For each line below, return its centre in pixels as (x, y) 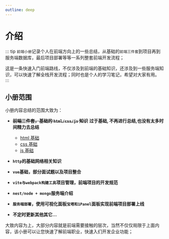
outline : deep (20, 10)
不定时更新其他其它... (34, 215)
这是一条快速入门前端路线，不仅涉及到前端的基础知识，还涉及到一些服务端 (82, 68)
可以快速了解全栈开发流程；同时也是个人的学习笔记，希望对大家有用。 (87, 74)
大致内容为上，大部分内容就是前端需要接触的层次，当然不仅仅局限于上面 (80, 225)
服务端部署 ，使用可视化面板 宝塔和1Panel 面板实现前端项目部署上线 (78, 204)
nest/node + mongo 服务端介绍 (43, 193)
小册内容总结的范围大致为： (34, 110)
